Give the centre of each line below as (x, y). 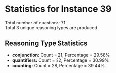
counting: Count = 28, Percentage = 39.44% (58, 65)
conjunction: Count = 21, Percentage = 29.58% (61, 55)
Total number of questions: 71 (35, 23)
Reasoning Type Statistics (46, 43)
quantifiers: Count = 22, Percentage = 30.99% (60, 60)
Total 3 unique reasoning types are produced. (52, 27)
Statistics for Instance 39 (58, 9)
